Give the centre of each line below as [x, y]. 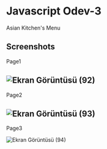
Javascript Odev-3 [54, 11]
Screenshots [31, 47]
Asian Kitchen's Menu [33, 28]
